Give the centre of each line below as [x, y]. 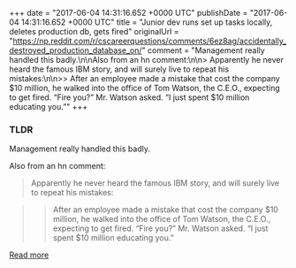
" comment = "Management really [203, 50]
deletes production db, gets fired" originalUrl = [94, 31]
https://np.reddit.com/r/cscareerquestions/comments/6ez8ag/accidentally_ [150, 41]
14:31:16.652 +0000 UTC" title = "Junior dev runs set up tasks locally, [147, 22]
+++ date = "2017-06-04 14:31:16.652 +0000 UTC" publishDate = [129, 13]
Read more [29, 255]
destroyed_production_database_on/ [76, 50]
